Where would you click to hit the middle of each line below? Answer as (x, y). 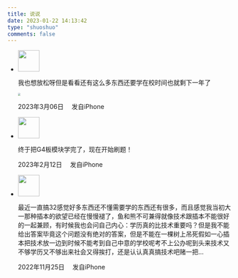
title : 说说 (24, 14)
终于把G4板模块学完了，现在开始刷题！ (75, 149)
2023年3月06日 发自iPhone (61, 106)
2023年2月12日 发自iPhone (60, 164)
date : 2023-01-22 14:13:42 (47, 21)
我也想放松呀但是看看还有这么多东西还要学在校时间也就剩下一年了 (114, 83)
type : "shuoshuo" (33, 27)
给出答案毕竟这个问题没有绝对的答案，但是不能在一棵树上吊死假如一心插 (123, 234)
